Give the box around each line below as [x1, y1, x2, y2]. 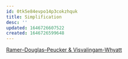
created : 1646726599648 [6, 30, 65, 36]
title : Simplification [6, 14, 62, 20]
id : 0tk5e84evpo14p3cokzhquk [6, 8, 78, 15]
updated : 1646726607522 [6, 25, 65, 31]
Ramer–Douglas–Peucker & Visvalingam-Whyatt [6, 46, 122, 53]
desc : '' [6, 19, 28, 25]
